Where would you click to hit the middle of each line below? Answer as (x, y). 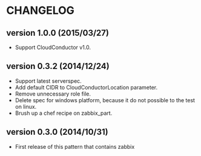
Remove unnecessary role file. (53, 94)
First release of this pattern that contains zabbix (75, 146)
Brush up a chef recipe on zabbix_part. (64, 113)
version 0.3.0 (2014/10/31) (57, 132)
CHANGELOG (40, 11)
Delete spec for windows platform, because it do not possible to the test (105, 100)
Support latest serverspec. (48, 81)
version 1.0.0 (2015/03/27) (58, 33)
